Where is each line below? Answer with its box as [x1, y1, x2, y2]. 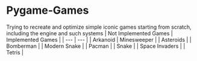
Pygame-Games [6, 4, 89, 17]
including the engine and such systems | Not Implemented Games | [6, 29, 173, 36]
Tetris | [6, 48, 24, 56]
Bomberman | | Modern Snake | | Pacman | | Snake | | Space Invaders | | [6, 42, 186, 50]
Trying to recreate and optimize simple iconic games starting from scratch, [6, 23, 192, 30]
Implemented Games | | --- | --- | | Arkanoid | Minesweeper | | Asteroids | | [6, 36, 192, 43]
